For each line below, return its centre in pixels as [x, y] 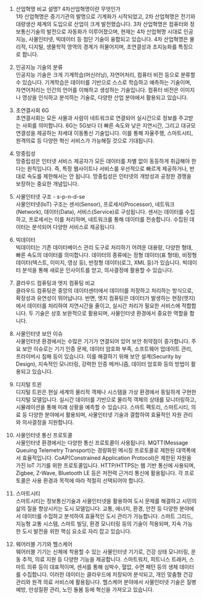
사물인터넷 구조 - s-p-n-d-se [50, 197]
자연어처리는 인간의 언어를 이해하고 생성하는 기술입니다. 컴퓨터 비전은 [97, 90]
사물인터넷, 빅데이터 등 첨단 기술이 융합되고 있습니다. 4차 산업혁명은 [108, 39]
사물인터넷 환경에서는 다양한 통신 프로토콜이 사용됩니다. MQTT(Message [102, 443]
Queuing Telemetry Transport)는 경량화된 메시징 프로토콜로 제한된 [95, 450]
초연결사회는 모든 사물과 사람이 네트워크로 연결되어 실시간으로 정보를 [96, 118]
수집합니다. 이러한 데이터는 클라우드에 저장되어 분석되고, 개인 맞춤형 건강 [108, 574]
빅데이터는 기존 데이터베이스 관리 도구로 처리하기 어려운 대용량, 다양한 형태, [104, 247]
